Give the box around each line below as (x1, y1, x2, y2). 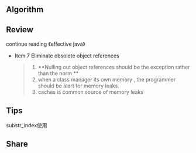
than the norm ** (37, 70, 79, 77)
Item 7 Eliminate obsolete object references (14, 52, 119, 59)
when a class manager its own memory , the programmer (37, 76, 176, 83)
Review (6, 25, 34, 35)
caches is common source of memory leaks (37, 89, 144, 96)
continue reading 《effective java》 (6, 40, 86, 47)
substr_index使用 (6, 122, 48, 129)
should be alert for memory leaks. (37, 82, 120, 90)
